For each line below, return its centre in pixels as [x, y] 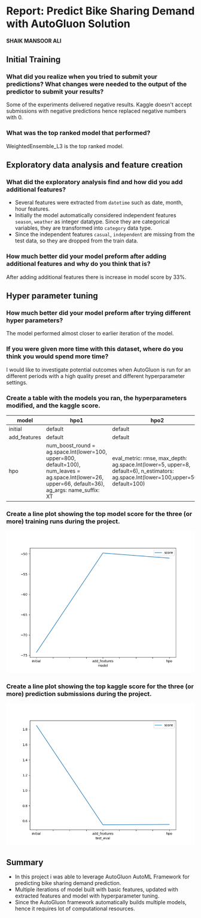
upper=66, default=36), [75, 484]
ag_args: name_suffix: [73, 490]
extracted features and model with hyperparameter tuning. [87, 896]
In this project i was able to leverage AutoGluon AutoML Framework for [102, 877]
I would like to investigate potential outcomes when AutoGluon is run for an [98, 370]
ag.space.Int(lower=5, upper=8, [151, 465]
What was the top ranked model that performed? [78, 133]
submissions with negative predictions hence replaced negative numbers [96, 111]
